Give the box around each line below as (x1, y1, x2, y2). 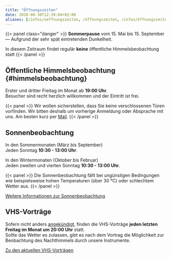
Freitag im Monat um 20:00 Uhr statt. (5, 227, 85, 233)
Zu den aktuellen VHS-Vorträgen (5, 247, 74, 253)
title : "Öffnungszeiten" (5, 7, 58, 13)
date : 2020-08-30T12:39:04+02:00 (5, 12, 76, 17)
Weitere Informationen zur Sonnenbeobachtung (5, 193, 105, 199)
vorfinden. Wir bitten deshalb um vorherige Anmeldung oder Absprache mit (5, 108, 164, 114)
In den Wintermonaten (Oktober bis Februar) (5, 157, 98, 163)
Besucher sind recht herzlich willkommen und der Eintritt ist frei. (5, 93, 140, 99)
